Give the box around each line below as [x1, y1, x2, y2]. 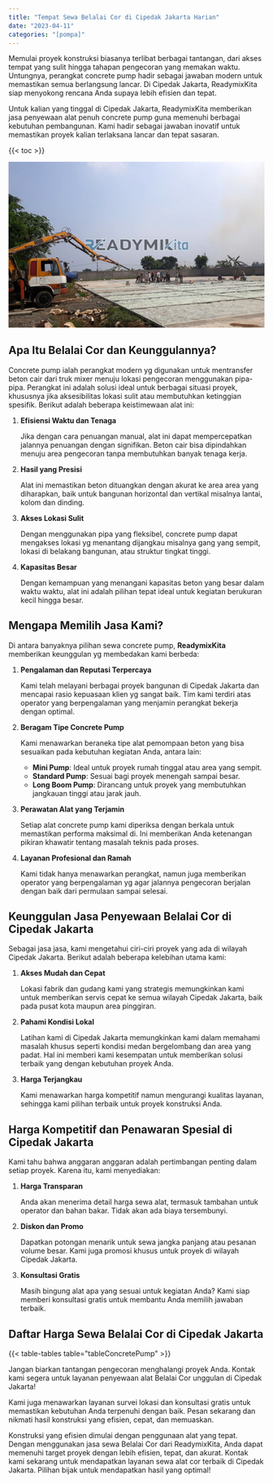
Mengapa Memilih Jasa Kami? [8, 619, 164, 632]
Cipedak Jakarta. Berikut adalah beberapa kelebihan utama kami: [8, 952, 227, 962]
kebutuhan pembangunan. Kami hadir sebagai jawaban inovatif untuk [8, 121, 240, 131]
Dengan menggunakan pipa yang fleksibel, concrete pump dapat [19, 529, 238, 539]
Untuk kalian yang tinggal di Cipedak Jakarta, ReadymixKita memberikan [8, 104, 252, 114]
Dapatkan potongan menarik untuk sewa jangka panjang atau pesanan [19, 1237, 257, 1247]
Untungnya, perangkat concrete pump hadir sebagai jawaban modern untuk [8, 71, 262, 81]
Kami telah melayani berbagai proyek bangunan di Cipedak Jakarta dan [19, 680, 260, 690]
